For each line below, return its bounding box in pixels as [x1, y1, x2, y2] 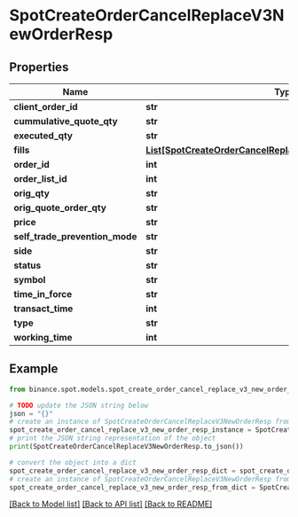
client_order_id [13, 101, 78, 113]
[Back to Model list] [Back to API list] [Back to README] [9, 498, 213, 510]
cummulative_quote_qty [13, 115, 118, 127]
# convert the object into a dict [9, 458, 137, 466]
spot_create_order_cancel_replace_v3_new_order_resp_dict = [9, 466, 237, 475]
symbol [13, 274, 46, 286]
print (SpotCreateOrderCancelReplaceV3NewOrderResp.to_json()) [9, 443, 244, 451]
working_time [13, 332, 73, 343]
